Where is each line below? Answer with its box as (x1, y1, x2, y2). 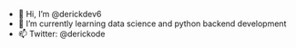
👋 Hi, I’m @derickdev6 (17, 9, 102, 19)
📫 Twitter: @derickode (17, 28, 106, 39)
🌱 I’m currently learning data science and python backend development (17, 18, 287, 29)
